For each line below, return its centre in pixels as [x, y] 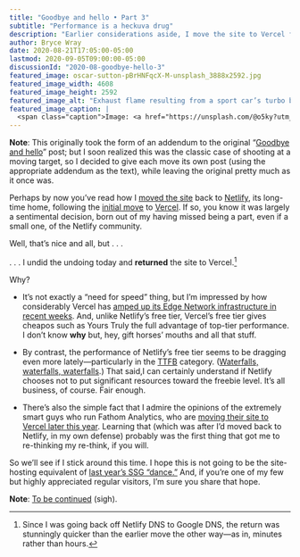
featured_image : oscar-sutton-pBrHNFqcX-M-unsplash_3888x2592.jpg [135, 76]
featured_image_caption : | [59, 109]
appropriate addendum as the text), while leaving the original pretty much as [150, 171]
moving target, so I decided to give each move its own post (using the [137, 162]
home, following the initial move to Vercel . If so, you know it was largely [158, 207]
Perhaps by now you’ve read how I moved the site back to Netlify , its [135, 198]
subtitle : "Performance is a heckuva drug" [92, 26]
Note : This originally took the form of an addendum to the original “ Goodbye [150, 143]
